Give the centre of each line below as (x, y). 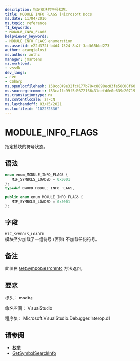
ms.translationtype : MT (29, 95)
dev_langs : (16, 73)
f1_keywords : (18, 28)
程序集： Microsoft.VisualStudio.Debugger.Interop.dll (58, 318)
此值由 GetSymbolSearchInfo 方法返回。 (45, 268)
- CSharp (14, 81)
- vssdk (13, 68)
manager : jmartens (23, 59)
